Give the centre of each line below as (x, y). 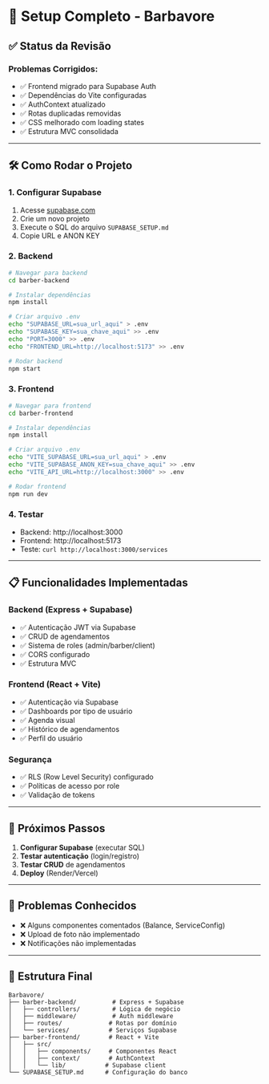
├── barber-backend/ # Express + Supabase (96, 1002)
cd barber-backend (39, 280)
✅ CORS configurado (55, 654)
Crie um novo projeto (55, 218)
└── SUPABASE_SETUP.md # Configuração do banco (98, 1072)
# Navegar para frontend (50, 406)
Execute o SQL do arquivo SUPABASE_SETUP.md (94, 227)
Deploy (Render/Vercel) (59, 873)
